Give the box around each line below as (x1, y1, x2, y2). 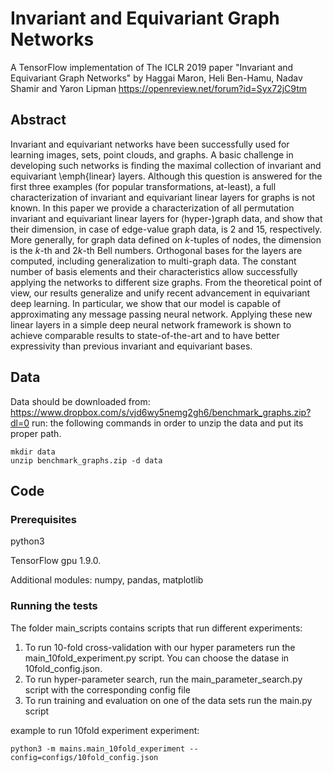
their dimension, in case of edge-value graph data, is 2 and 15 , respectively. (10, 223, 323, 235)
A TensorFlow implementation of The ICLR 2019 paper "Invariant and (10, 61, 294, 73)
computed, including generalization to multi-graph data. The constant (10, 255, 297, 267)
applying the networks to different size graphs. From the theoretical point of (10, 276, 323, 288)
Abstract (10, 112, 67, 129)
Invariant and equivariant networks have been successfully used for (10, 138, 290, 150)
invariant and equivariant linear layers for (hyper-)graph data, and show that (10, 212, 323, 224)
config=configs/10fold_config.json (10, 752, 159, 762)
